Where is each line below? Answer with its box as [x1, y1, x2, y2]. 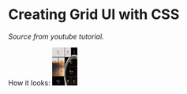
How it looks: [8, 77, 51, 88]
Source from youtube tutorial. [8, 32, 104, 41]
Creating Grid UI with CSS [8, 6, 180, 24]
